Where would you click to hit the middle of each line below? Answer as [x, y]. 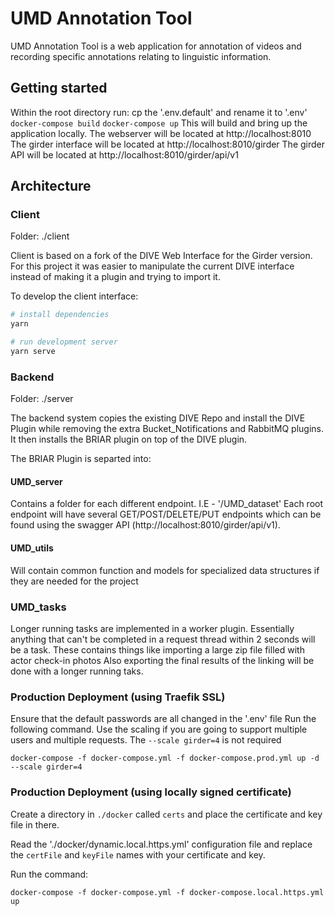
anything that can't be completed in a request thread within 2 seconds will [163, 639]
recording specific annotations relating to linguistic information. [141, 56]
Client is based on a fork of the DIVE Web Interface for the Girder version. [161, 256]
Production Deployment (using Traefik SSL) [118, 697]
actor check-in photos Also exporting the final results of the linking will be [162, 660]
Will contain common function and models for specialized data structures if [165, 570]
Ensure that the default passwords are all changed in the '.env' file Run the [163, 719]
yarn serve [33, 352]
